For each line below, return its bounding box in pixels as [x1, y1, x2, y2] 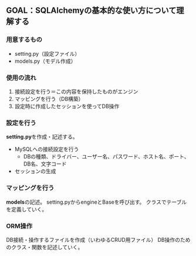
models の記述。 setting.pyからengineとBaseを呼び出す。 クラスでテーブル [6, 198, 187, 206]
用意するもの [6, 36, 43, 44]
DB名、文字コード [23, 160, 67, 167]
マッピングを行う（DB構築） [14, 95, 84, 102]
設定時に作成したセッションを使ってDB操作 [14, 102, 120, 110]
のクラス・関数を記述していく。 [6, 243, 83, 251]
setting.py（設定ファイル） [14, 50, 80, 57]
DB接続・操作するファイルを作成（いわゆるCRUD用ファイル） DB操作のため [6, 236, 191, 243]
